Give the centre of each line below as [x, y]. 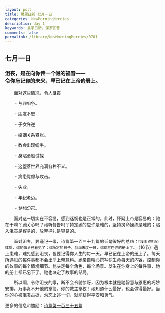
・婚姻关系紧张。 [31, 135]
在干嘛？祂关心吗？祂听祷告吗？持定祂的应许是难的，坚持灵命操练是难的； [80, 224]
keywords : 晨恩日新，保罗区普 [33, 28]
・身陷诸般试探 [29, 155]
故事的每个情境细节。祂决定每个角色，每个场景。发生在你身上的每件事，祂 [84, 266]
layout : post [18, 10]
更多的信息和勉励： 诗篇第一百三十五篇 [44, 305]
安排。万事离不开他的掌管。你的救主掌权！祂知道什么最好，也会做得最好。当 [82, 288]
